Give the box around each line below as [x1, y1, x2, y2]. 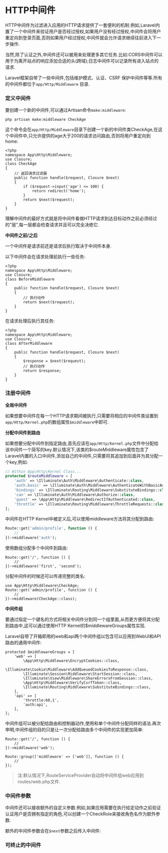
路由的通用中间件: [5, 639, 42, 646]
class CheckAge [5, 161, 37, 166]
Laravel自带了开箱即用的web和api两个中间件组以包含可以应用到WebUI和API [5, 633, 161, 639]
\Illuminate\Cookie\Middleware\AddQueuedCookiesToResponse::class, [5, 667, 149, 672]
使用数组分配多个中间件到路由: [5, 545, 68, 551]
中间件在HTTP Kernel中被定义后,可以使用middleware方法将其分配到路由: [5, 516, 154, 522]
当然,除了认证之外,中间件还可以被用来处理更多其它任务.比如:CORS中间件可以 [5, 51, 163, 58]
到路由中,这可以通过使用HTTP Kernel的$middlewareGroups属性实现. [5, 622, 146, 629]
